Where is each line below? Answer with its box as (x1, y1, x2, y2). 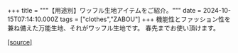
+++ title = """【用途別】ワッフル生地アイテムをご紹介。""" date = (7, 6, 202, 14)
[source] (7, 38, 33, 46)
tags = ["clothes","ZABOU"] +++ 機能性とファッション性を (60, 15, 231, 23)
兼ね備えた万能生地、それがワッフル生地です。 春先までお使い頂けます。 (7, 24, 220, 32)
